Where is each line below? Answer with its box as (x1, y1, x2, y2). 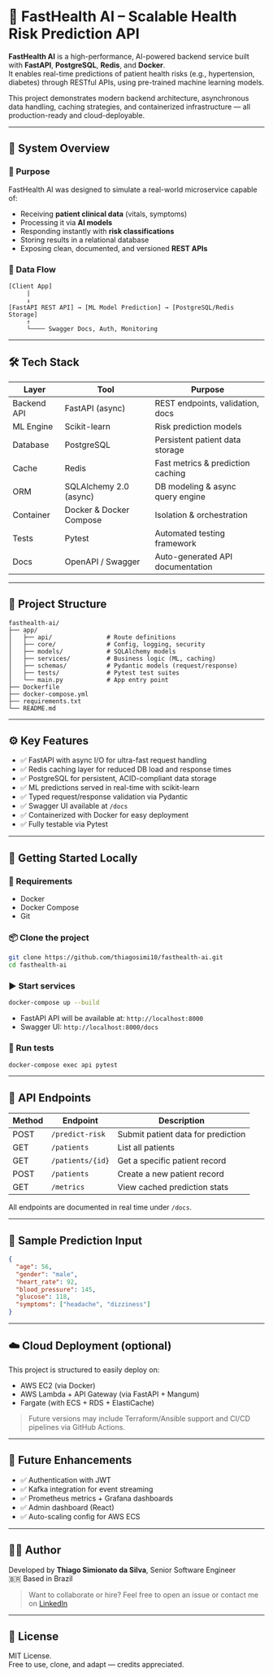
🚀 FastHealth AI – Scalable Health (8, 7, 237, 26)
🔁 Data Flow (8, 263, 57, 275)
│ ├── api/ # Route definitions (8, 633, 176, 641)
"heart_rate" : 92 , (15, 1278, 79, 1286)
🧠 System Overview (8, 141, 110, 155)
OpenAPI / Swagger (64, 556, 141, 567)
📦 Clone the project (8, 932, 89, 943)
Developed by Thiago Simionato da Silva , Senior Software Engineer (8, 1565, 236, 1575)
